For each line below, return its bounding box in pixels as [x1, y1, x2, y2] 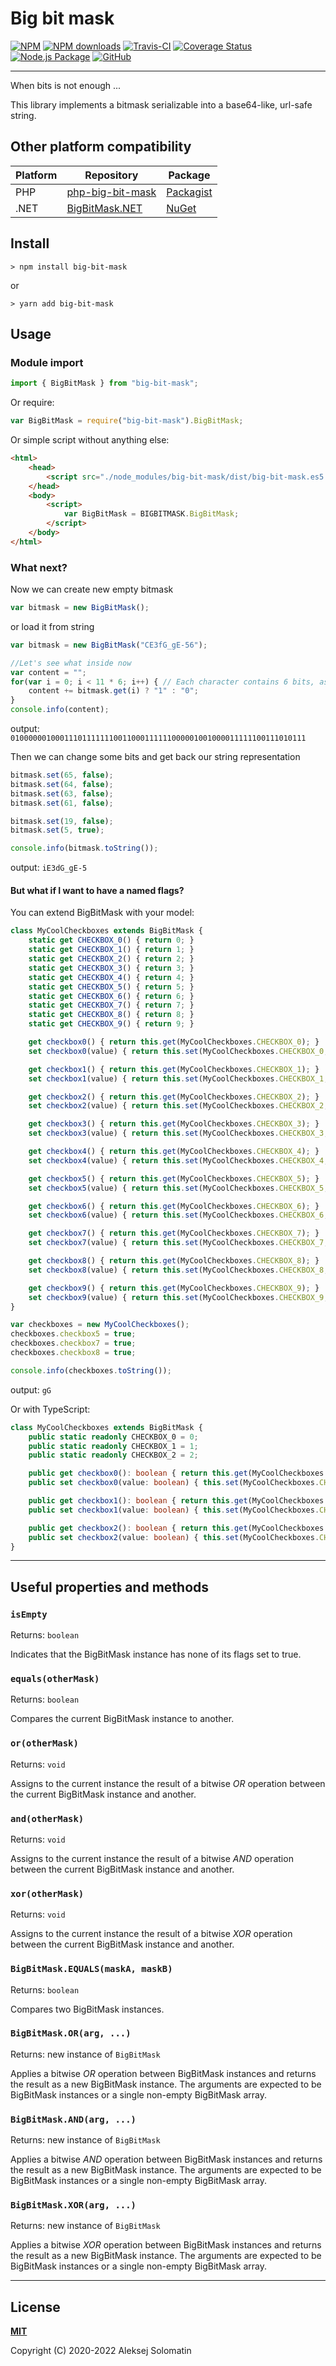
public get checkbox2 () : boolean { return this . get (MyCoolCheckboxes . [28, 1523, 329, 1533]
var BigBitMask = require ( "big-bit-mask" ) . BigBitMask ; [10, 416, 244, 426]
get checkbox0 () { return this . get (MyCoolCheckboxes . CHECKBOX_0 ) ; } [28, 1037, 320, 1047]
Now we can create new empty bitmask [10, 583, 174, 596]
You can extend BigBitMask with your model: [10, 907, 195, 919]
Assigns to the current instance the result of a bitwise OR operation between [10, 1777, 326, 1789]
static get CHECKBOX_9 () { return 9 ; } [28, 1019, 195, 1029]
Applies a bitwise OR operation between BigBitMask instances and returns [10, 2067, 317, 2079]
